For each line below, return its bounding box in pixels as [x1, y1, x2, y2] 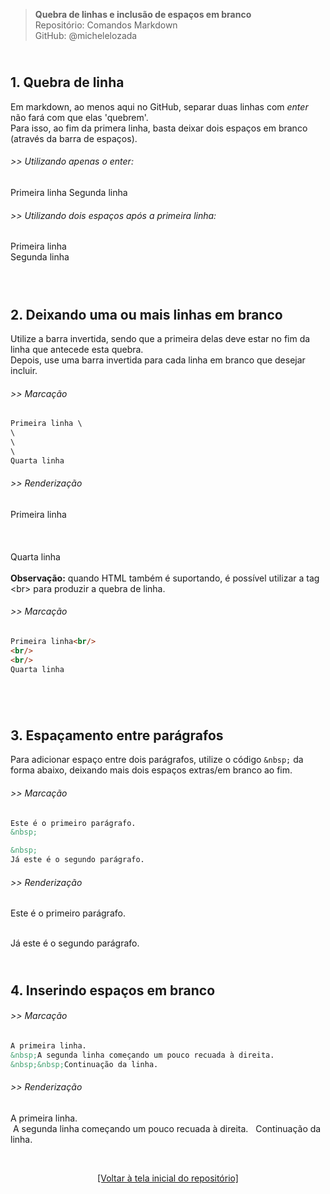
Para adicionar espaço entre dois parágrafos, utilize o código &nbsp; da [10, 754, 304, 766]
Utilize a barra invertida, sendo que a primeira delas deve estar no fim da [10, 333, 311, 345]
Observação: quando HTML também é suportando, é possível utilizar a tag [10, 572, 320, 584]
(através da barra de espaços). [10, 132, 138, 144]
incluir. [10, 365, 38, 377]
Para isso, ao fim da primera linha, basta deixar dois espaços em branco [10, 122, 308, 134]
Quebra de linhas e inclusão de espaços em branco [34, 9, 252, 20]
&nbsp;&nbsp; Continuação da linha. [10, 1059, 159, 1069]
